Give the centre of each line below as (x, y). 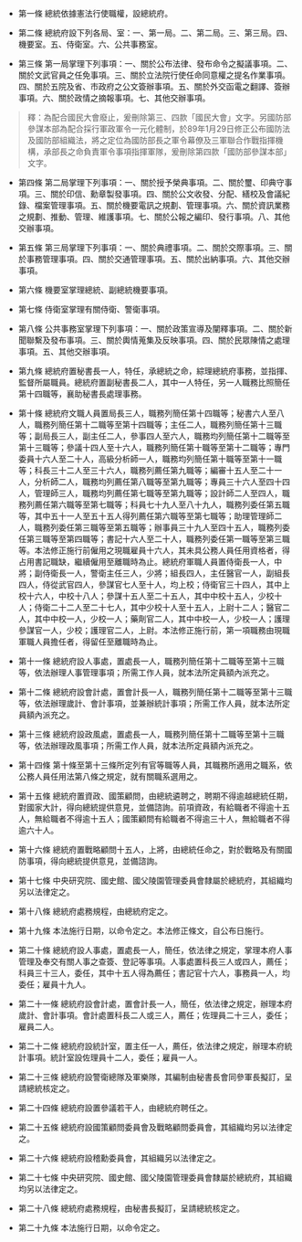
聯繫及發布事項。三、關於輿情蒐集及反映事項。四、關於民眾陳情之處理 (158, 340)
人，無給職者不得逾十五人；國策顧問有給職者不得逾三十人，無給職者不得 (154, 819)
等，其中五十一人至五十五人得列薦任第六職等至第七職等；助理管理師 (146, 516)
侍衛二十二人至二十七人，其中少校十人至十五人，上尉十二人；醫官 (158, 607)
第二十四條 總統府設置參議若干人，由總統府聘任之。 (115, 1108)
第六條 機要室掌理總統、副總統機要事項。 (95, 290)
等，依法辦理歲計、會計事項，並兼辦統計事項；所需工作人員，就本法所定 (154, 703)
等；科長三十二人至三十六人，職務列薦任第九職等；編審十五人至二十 (146, 470)
